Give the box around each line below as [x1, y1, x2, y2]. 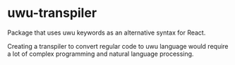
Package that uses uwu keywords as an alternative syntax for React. [7, 28, 206, 37]
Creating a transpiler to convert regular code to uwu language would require [7, 42, 229, 50]
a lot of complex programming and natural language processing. [7, 49, 194, 58]
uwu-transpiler [7, 5, 97, 21]
